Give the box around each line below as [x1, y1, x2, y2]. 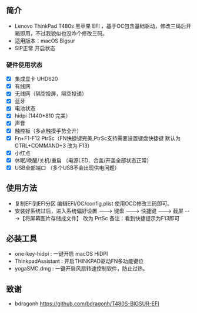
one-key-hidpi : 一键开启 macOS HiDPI [14, 250, 108, 257]
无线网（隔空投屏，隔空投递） [14, 90, 87, 97]
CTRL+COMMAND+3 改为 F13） [14, 142, 93, 149]
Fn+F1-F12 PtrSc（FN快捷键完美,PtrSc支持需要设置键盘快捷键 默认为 [14, 135, 181, 142]
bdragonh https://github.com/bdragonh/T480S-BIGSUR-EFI [14, 300, 160, 307]
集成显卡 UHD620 [14, 76, 58, 83]
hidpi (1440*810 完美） [14, 112, 71, 119]
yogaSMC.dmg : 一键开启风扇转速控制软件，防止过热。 [14, 265, 148, 272]
